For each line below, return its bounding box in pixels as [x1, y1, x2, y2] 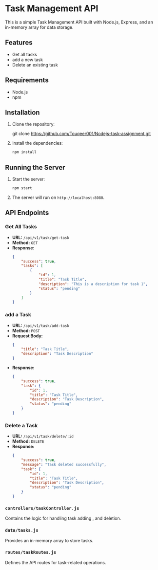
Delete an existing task [12, 62, 58, 67]
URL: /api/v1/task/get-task [12, 234, 70, 240]
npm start [12, 186, 33, 191]
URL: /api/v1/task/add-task [12, 322, 70, 328]
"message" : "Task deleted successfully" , [21, 462, 106, 467]
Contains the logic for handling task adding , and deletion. [5, 515, 121, 521]
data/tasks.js [5, 527, 39, 533]
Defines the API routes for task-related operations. [5, 559, 106, 565]
